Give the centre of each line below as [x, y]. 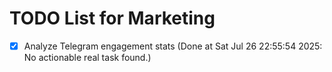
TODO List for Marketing [112, 18]
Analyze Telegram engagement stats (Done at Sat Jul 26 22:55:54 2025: [173, 46]
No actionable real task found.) [87, 57]
